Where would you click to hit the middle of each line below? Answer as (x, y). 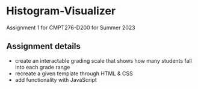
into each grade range (42, 67)
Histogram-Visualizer (61, 11)
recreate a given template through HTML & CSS (74, 73)
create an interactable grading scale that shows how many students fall (104, 60)
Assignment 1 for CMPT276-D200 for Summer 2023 (71, 27)
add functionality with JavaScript (56, 79)
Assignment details (44, 46)
